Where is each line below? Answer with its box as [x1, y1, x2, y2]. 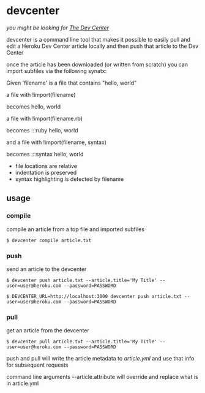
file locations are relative [15, 162, 78, 169]
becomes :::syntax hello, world [6, 150, 84, 158]
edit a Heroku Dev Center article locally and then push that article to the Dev [6, 42, 199, 50]
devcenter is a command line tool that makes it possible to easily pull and [6, 36, 191, 43]
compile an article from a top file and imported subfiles [6, 225, 145, 233]
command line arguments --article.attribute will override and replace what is [6, 373, 199, 381]
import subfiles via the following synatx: [6, 67, 107, 74]
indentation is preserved [15, 169, 77, 176]
